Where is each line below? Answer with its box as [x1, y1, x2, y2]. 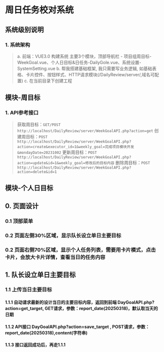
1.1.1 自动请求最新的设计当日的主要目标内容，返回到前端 [5, 299, 117, 306]
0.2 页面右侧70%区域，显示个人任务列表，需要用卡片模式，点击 [5, 246, 156, 253]
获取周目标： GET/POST [17, 121, 61, 127]
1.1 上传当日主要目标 [5, 286, 52, 293]
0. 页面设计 [5, 202, 39, 210]
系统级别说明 [5, 25, 44, 34]
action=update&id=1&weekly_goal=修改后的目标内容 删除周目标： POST [17, 159, 150, 165]
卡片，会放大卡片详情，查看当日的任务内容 [5, 254, 106, 261]
